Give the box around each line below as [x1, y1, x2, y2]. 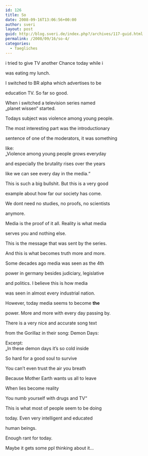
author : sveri [5, 22, 36, 27]
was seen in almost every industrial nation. [5, 290, 96, 296]
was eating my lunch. [5, 70, 50, 76]
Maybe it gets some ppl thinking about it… [5, 445, 94, 451]
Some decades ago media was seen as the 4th [5, 260, 104, 266]
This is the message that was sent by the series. [5, 240, 107, 246]
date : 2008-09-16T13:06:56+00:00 [5, 17, 77, 22]
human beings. [5, 425, 37, 431]
